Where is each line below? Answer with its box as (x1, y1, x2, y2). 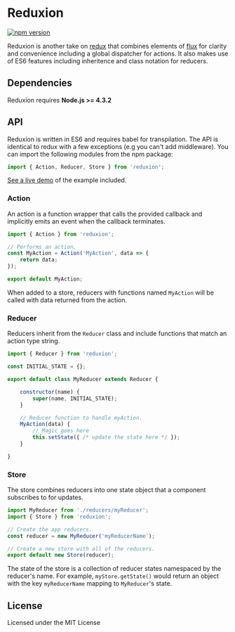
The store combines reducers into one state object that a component (7, 486, 206, 494)
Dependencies (7, 77, 72, 89)
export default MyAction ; (7, 276, 83, 283)
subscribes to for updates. (7, 494, 83, 502)
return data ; (20, 257, 58, 264)
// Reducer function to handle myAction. (20, 414, 142, 421)
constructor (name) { (20, 388, 80, 395)
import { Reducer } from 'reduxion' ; (7, 350, 118, 358)
